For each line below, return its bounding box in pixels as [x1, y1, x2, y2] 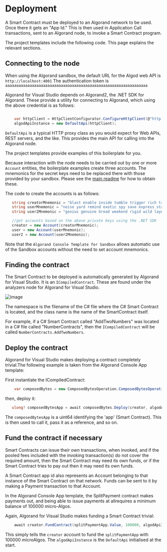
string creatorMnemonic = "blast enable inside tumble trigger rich [11, 200, 157, 205]
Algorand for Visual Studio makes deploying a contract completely [5, 357, 141, 363]
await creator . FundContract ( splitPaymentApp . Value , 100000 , [14, 522, 141, 527]
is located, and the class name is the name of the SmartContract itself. [5, 309, 149, 315]
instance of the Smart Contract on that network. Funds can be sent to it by [5, 477, 158, 483]
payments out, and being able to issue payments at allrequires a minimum [5, 498, 156, 504]
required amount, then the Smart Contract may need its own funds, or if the [5, 458, 160, 464]
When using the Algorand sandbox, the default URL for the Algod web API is [5, 73, 161, 79]
